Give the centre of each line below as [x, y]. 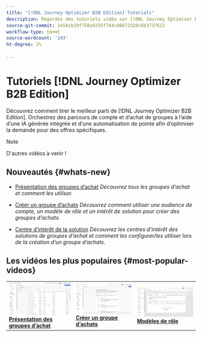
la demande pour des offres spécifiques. [57, 130]
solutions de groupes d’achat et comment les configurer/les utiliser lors [103, 235]
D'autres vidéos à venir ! [36, 153]
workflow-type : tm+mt [33, 32]
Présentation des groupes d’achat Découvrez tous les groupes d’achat [102, 187]
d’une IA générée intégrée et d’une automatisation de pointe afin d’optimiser [100, 123]
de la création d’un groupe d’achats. [60, 242]
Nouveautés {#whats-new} [59, 172]
